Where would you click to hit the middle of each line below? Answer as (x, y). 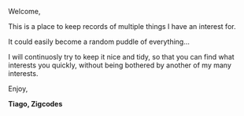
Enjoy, (18, 89)
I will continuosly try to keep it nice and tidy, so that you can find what (121, 57)
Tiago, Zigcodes (35, 104)
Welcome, (24, 11)
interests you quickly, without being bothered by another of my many (120, 65)
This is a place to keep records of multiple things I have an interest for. (122, 26)
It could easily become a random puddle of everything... (99, 42)
